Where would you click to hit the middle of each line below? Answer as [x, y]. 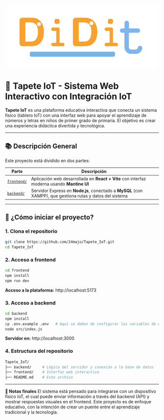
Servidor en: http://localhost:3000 [40, 338]
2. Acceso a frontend [31, 260]
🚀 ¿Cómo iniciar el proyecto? [50, 217]
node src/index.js [24, 329]
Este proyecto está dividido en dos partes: [48, 160]
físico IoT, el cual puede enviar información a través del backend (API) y [77, 396]
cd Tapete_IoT [20, 247]
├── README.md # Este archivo [39, 377]
